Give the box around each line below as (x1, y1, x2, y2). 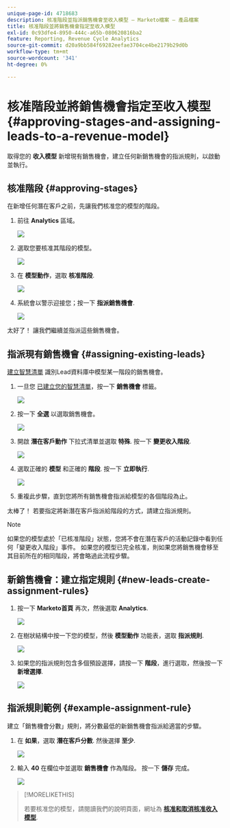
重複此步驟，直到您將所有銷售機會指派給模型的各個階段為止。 (16, 492, 192, 501)
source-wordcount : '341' (7, 55, 78, 62)
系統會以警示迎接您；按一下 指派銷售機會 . (16, 299, 135, 307)
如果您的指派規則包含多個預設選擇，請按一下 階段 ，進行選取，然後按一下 (16, 659, 223, 667)
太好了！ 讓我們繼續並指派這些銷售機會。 (7, 327, 123, 335)
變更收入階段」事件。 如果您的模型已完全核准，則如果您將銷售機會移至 (18, 543, 219, 552)
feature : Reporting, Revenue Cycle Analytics (7, 36, 139, 43)
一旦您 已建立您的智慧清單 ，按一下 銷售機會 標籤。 (16, 382, 161, 391)
